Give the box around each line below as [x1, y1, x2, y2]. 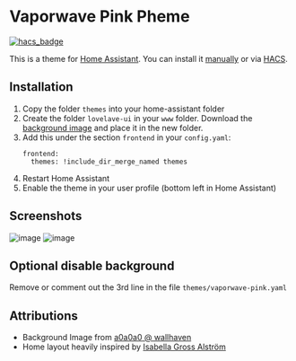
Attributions [9, 308, 79, 323]
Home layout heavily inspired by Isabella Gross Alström [22, 341, 227, 352]
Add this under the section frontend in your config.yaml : [22, 132, 231, 143]
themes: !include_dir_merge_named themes [30, 157, 188, 166]
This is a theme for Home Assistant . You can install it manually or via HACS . [9, 53, 289, 64]
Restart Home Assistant [22, 172, 110, 183]
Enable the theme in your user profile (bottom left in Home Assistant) [22, 182, 276, 193]
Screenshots [9, 208, 83, 224]
